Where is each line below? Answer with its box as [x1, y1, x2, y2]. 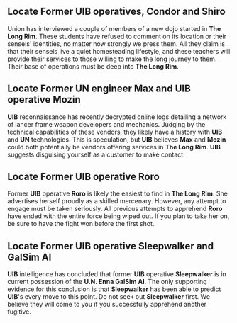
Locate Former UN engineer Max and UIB [7, 83, 192, 95]
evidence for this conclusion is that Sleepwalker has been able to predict [7, 285, 221, 293]
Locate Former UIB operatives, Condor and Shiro [7, 6, 226, 18]
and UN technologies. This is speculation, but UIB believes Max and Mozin [7, 135, 226, 144]
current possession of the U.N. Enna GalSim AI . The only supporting [7, 278, 207, 286]
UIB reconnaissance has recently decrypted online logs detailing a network [7, 113, 227, 121]
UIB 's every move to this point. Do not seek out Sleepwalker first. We [7, 293, 211, 301]
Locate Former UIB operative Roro [7, 171, 160, 183]
